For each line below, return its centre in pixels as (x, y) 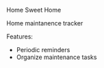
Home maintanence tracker (45, 23)
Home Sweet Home (34, 10)
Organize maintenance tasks (56, 57)
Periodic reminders (43, 50)
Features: (20, 36)
